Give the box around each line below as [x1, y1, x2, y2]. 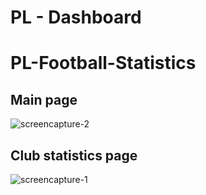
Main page [10, 91, 78, 108]
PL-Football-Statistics [10, 52, 197, 75]
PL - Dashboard [10, 6, 142, 29]
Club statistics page [10, 147, 138, 164]
